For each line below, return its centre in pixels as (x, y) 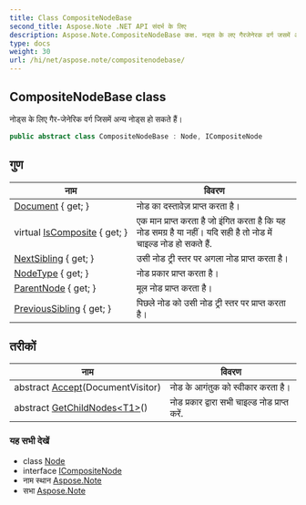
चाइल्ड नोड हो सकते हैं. (174, 243)
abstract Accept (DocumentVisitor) (87, 387)
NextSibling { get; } (54, 258)
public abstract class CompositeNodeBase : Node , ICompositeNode (136, 136)
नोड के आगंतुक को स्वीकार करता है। (230, 387)
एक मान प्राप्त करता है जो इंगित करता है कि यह (211, 221)
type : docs (30, 43)
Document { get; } (51, 206)
